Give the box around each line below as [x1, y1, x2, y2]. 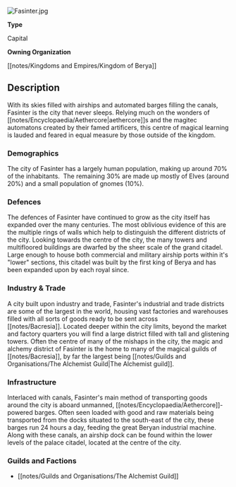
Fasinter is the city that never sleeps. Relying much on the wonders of [7, 108, 210, 117]
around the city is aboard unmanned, [7, 401, 115, 409]
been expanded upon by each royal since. [7, 266, 130, 274]
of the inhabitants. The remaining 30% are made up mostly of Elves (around [7, 172, 229, 180]
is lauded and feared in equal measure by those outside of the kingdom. [7, 131, 216, 139]
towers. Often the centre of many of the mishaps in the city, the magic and [7, 336, 223, 346]
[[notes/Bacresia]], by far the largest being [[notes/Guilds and [7, 352, 187, 360]
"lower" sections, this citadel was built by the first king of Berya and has [7, 258, 217, 266]
